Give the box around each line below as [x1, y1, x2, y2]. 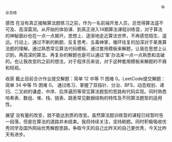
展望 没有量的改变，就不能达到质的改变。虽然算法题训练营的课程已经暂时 [5, 112, 159, 118]
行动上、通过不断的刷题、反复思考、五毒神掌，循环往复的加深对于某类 [14, 39, 162, 45]
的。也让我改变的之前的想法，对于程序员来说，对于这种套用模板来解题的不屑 [5, 58, 167, 64]
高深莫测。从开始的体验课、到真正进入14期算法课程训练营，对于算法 [18, 26, 163, 32]
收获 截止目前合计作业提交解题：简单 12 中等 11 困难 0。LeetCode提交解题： [5, 76, 166, 82]
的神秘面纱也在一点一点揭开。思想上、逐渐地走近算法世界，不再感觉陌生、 [5, 33, 162, 38]
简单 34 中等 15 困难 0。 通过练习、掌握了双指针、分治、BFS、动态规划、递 [5, 82, 165, 88]
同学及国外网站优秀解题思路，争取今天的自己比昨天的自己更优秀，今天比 [9, 125, 162, 131]
